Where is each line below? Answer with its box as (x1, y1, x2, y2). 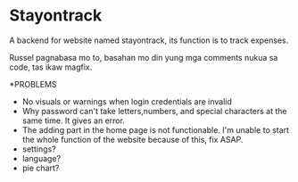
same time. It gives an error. (21, 115, 125, 126)
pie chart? (21, 162, 60, 173)
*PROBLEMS (9, 79, 57, 89)
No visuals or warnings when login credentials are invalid (21, 95, 232, 107)
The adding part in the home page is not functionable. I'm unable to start (21, 124, 290, 135)
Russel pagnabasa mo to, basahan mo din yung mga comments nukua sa (9, 52, 278, 62)
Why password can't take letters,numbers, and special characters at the (21, 105, 287, 116)
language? (21, 153, 61, 163)
